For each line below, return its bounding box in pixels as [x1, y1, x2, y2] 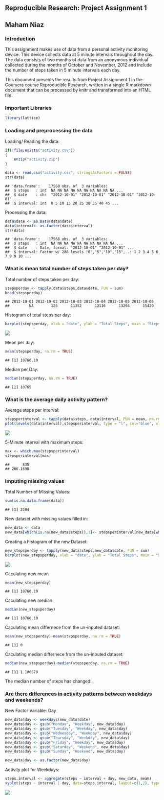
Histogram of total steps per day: [5, 312, 72, 318]
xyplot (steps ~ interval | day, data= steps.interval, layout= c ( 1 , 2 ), [5, 781, 150, 786]
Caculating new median [5, 597, 53, 604]
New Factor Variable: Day [5, 707, 56, 714]
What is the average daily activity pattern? [5, 396, 108, 403]
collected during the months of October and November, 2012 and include [5, 62, 152, 68]
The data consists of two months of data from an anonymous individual [5, 57, 148, 63]
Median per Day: [5, 367, 39, 373]
